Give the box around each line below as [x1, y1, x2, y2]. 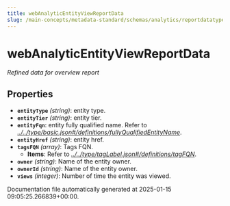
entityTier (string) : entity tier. [16, 114, 102, 122]
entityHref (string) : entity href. [16, 136, 105, 144]
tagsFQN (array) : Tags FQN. [16, 143, 94, 151]
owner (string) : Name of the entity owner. [16, 157, 132, 166]
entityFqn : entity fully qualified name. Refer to [16, 121, 147, 129]
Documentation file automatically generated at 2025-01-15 [7, 185, 172, 194]
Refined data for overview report [7, 68, 99, 77]
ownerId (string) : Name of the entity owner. [16, 165, 138, 173]
